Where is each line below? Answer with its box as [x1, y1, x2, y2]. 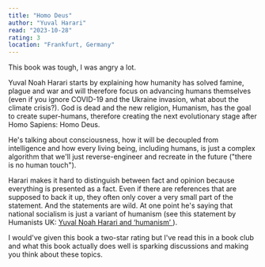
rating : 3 [8, 33, 41, 42]
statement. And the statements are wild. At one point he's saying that [8, 201, 233, 210]
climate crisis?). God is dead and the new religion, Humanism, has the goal [8, 103, 252, 113]
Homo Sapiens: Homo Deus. [8, 120, 100, 130]
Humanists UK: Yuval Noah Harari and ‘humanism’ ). [8, 218, 178, 228]
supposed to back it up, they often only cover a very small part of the [8, 193, 233, 202]
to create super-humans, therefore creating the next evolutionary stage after [8, 111, 257, 121]
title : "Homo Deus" [8, 11, 73, 20]
